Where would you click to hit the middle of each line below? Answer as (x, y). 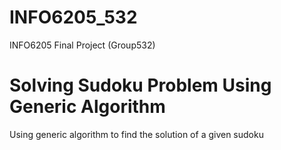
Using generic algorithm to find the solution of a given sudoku (136, 134)
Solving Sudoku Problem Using (140, 85)
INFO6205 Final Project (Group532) (82, 45)
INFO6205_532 (73, 17)
